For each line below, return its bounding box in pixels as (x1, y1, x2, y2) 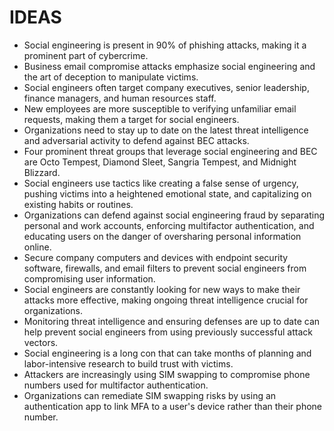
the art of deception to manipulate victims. (23, 71, 199, 83)
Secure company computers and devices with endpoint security (23, 251, 289, 263)
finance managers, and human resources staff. (23, 92, 217, 104)
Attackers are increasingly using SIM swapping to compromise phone (23, 368, 311, 380)
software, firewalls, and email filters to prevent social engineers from (23, 262, 307, 274)
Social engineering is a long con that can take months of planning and (23, 347, 312, 359)
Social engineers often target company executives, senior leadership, (23, 81, 310, 93)
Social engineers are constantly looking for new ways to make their (23, 283, 301, 295)
